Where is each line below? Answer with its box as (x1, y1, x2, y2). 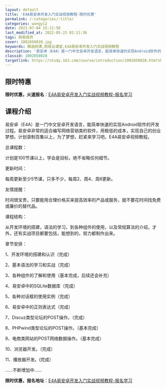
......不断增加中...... (5, 367, 42, 373)
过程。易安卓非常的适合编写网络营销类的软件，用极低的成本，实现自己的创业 (5, 127, 161, 134)
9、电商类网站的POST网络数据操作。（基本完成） (5, 335, 104, 341)
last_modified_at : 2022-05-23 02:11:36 (5, 30, 87, 35)
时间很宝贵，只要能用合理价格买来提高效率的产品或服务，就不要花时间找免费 (5, 196, 161, 203)
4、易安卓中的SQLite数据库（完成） (5, 283, 78, 289)
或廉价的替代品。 (5, 203, 40, 209)
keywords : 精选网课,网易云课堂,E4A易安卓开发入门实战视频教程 (5, 44, 120, 49)
